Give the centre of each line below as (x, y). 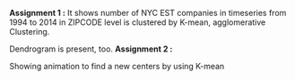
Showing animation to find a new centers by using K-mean (117, 66)
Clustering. (30, 32)
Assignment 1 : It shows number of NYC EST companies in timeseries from (148, 13)
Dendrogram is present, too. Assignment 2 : (91, 49)
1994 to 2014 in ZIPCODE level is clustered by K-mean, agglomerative (138, 22)
